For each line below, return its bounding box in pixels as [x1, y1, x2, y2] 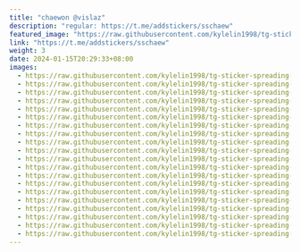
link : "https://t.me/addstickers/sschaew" [9, 38, 170, 47]
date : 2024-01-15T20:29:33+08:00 [9, 55, 134, 63]
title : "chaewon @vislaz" [9, 13, 105, 22]
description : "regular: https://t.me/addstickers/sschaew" [9, 21, 234, 30]
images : [9, 63, 38, 72]
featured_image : [9, 29, 70, 38]
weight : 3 [9, 46, 46, 55]
